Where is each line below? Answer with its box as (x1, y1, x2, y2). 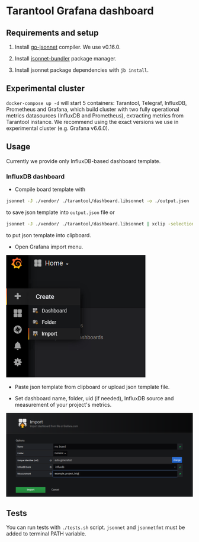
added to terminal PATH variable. (6, 530, 86, 537)
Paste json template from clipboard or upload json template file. (14, 383, 170, 390)
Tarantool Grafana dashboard (6, 4, 154, 18)
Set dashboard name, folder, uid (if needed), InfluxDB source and (14, 394, 174, 401)
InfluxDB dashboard (6, 172, 65, 180)
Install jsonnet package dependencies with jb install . (14, 66, 149, 74)
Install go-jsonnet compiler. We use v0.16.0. (14, 43, 121, 50)
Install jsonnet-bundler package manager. (14, 55, 117, 62)
